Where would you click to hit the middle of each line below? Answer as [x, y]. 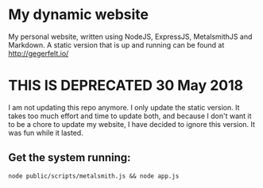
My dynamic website [79, 15]
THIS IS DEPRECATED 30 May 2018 [126, 86]
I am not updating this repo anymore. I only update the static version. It [124, 107]
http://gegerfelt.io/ [39, 53]
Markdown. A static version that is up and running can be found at [116, 44]
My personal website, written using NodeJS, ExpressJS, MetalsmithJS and [130, 36]
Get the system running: [70, 157]
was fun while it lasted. [46, 132]
